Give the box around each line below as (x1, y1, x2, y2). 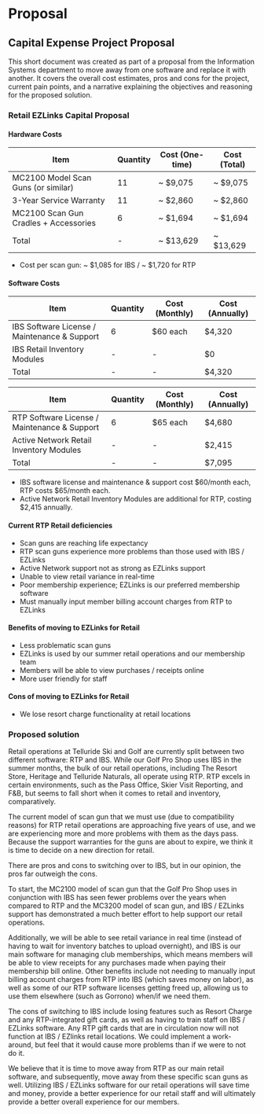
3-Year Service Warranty (12, 195, 105, 206)
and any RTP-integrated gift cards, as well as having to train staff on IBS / (8, 1015, 246, 1024)
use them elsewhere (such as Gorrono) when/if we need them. (8, 991, 211, 1001)
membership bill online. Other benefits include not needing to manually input (8, 966, 255, 976)
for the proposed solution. (8, 90, 93, 99)
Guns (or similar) (12, 182, 75, 193)
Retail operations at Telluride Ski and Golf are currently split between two (8, 747, 245, 756)
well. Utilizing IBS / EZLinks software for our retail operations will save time (8, 1080, 250, 1090)
